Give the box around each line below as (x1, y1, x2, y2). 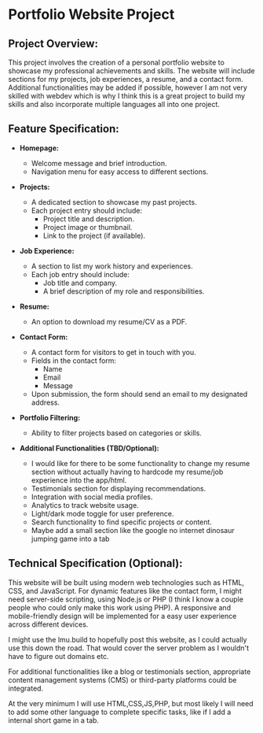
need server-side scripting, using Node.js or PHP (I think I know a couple (8, 594, 243, 604)
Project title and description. (42, 214, 135, 224)
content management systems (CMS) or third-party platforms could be (8, 675, 237, 684)
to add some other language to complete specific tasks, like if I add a (8, 707, 232, 716)
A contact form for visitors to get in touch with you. (31, 347, 196, 357)
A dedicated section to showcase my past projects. (31, 197, 198, 206)
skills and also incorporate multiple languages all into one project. (8, 100, 220, 109)
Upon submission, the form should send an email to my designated (31, 389, 248, 398)
